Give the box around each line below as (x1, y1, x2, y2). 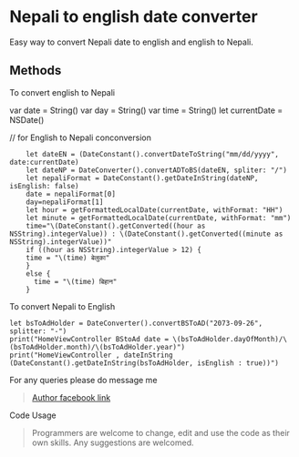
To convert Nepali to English (9, 300, 116, 311)
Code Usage (9, 410, 57, 421)
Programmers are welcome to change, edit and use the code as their (31, 427, 290, 438)
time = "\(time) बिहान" (33, 277, 118, 286)
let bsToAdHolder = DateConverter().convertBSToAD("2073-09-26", (9, 319, 263, 328)
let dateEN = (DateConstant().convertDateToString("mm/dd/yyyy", (26, 149, 280, 158)
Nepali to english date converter (9, 6, 258, 27)
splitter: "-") (9, 326, 67, 336)
